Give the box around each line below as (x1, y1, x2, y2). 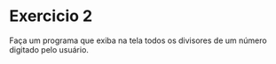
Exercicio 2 (9, 6, 93, 26)
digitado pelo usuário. (9, 44, 89, 54)
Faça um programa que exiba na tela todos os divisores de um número (9, 35, 268, 46)
